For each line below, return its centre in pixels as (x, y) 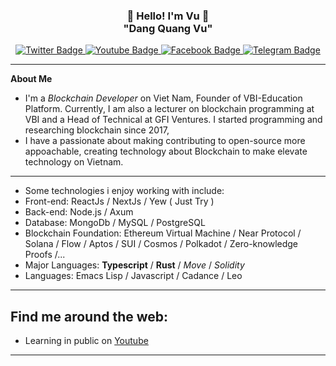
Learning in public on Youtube (86, 341)
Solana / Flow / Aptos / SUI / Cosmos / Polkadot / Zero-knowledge (161, 244)
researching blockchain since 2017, (97, 130)
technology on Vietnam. (74, 162)
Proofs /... (45, 255)
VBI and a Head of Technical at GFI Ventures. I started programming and (173, 120)
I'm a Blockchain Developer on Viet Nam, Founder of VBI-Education (163, 98)
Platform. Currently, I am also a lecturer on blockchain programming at (169, 109)
